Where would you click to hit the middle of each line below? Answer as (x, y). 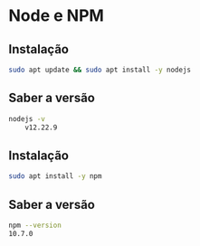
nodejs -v (27, 118)
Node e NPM (57, 16)
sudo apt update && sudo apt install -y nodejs (100, 70)
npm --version (35, 225)
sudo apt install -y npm (55, 176)
